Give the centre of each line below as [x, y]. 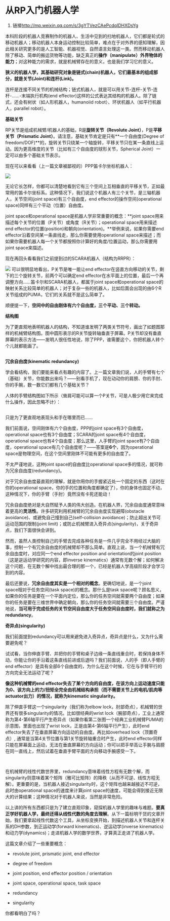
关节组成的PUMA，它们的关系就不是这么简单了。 [56, 294]
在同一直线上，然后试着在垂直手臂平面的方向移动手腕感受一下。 [72, 751]
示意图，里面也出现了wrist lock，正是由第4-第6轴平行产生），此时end [77, 725]
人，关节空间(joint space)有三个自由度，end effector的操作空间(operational [83, 199]
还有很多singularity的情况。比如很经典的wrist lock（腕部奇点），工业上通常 [87, 713]
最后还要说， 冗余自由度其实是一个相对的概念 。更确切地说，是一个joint [78, 583]
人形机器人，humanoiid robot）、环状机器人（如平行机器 [103, 102]
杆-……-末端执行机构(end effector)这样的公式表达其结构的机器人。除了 [79, 95]
